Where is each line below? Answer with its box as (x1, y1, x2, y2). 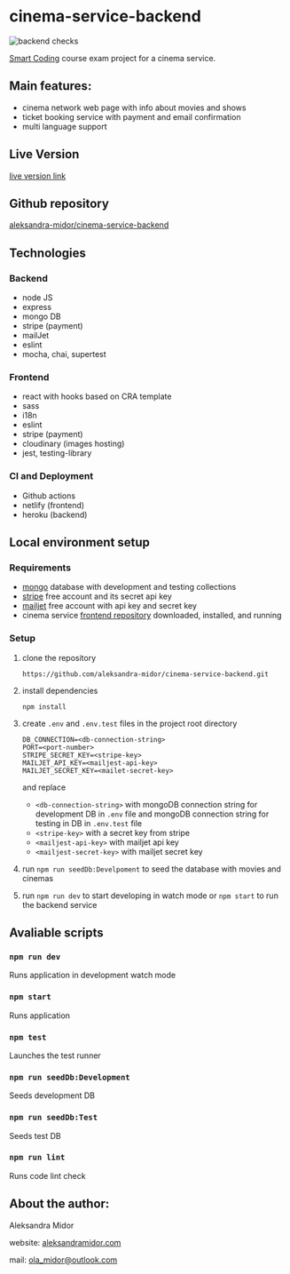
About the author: (9, 1197, 110, 1212)
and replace (21, 782, 67, 792)
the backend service (21, 899, 98, 910)
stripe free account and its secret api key (21, 591, 173, 601)
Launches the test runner (9, 1050, 102, 1061)
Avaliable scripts (9, 926, 104, 941)
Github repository (9, 195, 109, 211)
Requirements (9, 561, 72, 574)
